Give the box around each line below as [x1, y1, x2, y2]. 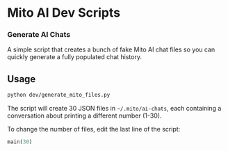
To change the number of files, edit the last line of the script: [7, 125, 181, 134]
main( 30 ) [7, 138, 33, 145]
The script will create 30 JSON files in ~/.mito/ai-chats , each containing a [7, 104, 222, 113]
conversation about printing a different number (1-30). [7, 111, 162, 120]
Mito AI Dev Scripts [7, 5, 120, 21]
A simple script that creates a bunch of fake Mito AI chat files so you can [7, 45, 215, 54]
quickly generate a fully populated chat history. [7, 53, 142, 61]
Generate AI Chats [7, 30, 71, 40]
